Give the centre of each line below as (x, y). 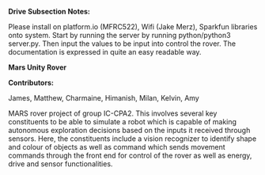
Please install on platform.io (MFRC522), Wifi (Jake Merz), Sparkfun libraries (133, 27)
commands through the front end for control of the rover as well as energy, (130, 155)
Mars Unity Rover (38, 67)
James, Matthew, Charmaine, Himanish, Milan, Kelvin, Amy (104, 98)
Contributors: (31, 83)
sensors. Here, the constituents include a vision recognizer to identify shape (132, 139)
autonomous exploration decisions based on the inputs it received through (129, 130)
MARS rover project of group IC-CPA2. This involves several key (113, 113)
